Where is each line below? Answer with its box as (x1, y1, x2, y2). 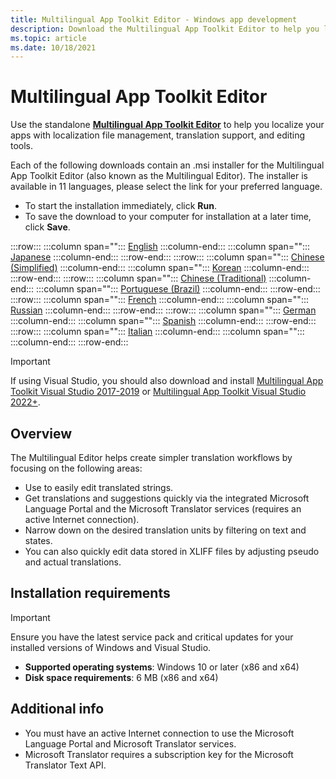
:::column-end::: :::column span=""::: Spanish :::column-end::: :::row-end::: (10, 315, 317, 327)
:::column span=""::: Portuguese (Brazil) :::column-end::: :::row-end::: (36, 283, 321, 295)
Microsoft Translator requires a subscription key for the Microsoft (24, 748, 294, 760)
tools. (10, 140, 34, 152)
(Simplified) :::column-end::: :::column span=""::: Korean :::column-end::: (10, 262, 310, 274)
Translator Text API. (24, 759, 107, 771)
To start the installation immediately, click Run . (24, 200, 217, 212)
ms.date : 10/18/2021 (10, 42, 97, 53)
